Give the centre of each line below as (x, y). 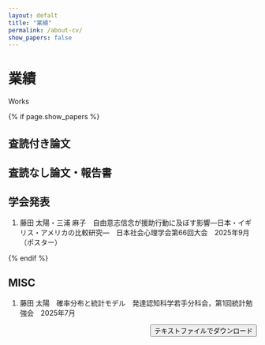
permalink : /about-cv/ (45, 30)
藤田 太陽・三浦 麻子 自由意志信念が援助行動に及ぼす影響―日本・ (129, 223)
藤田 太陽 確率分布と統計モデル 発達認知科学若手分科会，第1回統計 (132, 303)
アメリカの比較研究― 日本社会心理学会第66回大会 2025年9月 (145, 232)
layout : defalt (33, 15)
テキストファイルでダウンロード (203, 331)
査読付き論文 (39, 143)
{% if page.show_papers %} (54, 117)
